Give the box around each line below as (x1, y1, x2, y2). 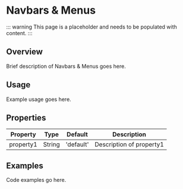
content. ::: (6, 29, 33, 36)
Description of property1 (94, 140, 165, 149)
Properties (6, 112, 46, 122)
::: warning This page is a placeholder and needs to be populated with (6, 23, 177, 30)
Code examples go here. (6, 177, 67, 184)
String (43, 140, 61, 149)
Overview (6, 47, 43, 57)
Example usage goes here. (6, 96, 71, 103)
